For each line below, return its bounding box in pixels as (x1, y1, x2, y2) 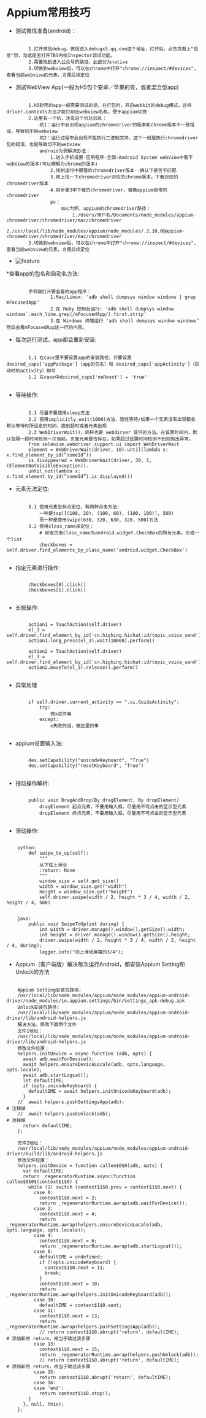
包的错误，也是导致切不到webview (6, 141, 81, 147)
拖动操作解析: (15, 779, 50, 787)
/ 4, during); (6, 942, 43, 949)
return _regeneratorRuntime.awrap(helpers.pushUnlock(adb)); (39, 1351, 199, 1358)
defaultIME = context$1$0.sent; (39, 1302, 122, 1308)
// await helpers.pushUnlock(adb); (17, 1111, 112, 1117)
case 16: (33, 1379, 56, 1385)
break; (45, 1270, 62, 1276)
